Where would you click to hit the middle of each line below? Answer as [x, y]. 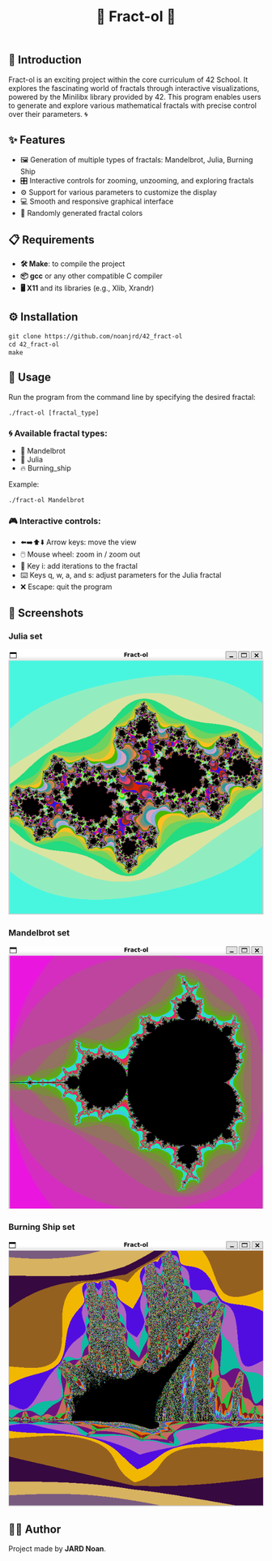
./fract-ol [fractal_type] [54, 413]
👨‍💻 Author [35, 1529]
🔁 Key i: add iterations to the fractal [79, 566]
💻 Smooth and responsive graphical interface [97, 201]
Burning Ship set [42, 1227]
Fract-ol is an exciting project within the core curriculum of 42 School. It [128, 80]
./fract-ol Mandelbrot [47, 501]
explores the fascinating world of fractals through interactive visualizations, [134, 88]
